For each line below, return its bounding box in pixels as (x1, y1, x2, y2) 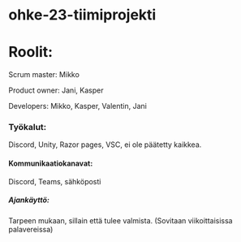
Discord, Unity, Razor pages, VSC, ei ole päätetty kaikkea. (8, 140, 202, 149)
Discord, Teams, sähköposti (8, 176, 101, 186)
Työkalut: (8, 122, 47, 133)
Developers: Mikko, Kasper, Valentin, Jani (8, 102, 148, 111)
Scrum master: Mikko (8, 70, 80, 80)
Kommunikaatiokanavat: (8, 158, 93, 168)
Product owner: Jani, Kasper (8, 85, 104, 95)
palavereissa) (8, 224, 54, 234)
